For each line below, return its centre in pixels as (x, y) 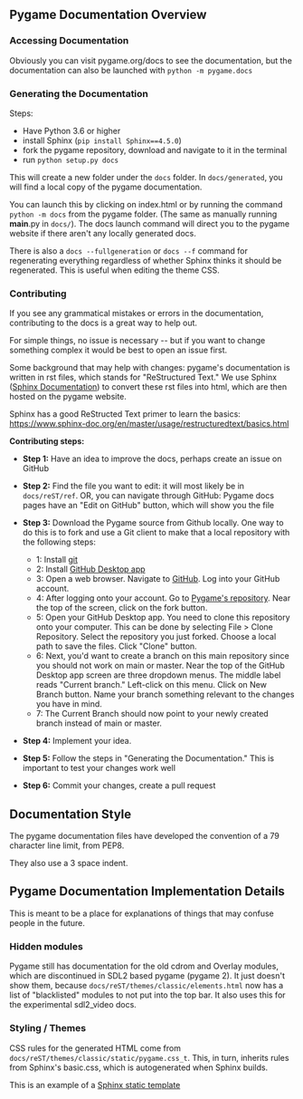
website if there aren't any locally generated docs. (103, 233)
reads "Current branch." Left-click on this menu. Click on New (151, 685)
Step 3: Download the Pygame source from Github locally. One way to (153, 523)
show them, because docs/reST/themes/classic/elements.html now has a (147, 986)
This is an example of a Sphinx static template (95, 1085)
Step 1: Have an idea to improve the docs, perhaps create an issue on (152, 459)
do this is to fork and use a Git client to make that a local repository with (156, 533)
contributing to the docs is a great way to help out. (103, 323)
